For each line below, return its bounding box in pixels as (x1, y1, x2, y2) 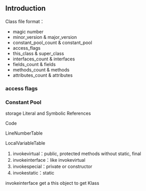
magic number (12, 28, 44, 35)
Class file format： (5, 18, 45, 25)
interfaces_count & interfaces (12, 56, 75, 62)
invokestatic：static (12, 170, 55, 176)
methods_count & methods (12, 67, 70, 73)
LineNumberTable (5, 130, 43, 136)
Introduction (5, 4, 46, 13)
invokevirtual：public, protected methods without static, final (12, 151, 141, 157)
